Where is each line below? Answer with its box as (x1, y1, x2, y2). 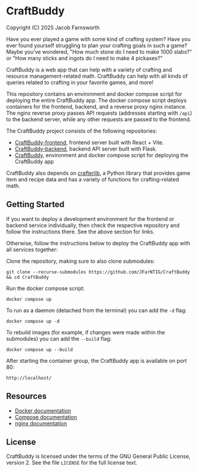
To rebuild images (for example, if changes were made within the (6, 328, 165, 335)
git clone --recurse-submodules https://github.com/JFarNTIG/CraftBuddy (6, 269, 190, 275)
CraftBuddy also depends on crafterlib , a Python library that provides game (6, 169, 190, 177)
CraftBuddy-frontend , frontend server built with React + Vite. (14, 138, 164, 146)
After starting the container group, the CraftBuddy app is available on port (6, 357, 187, 364)
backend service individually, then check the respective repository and (6, 221, 180, 229)
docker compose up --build (6, 346, 73, 353)
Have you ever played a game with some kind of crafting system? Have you (6, 35, 191, 42)
